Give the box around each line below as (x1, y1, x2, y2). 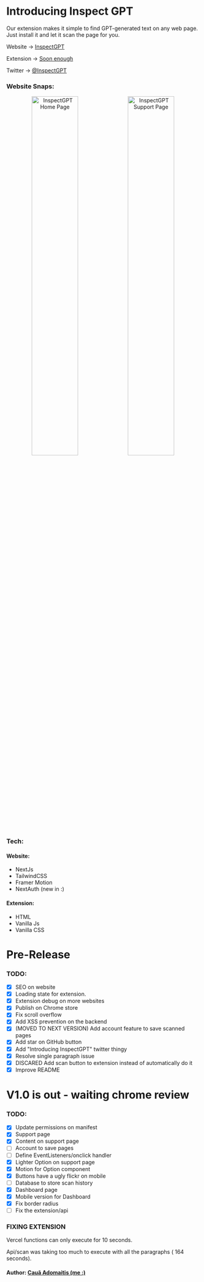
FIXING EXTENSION (6, 1223, 66, 1231)
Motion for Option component (15, 1165, 91, 1172)
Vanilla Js (15, 920, 40, 927)
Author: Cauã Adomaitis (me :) (6, 1269, 86, 1276)
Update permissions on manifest (15, 1124, 98, 1131)
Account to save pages (15, 1145, 74, 1152)
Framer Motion (15, 879, 53, 887)
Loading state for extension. (15, 990, 86, 998)
